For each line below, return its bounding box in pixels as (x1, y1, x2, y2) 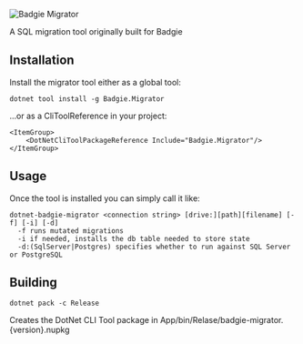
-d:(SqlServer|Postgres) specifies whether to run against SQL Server (17, 242, 291, 251)
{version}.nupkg (9, 324, 70, 336)
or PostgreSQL (9, 250, 64, 259)
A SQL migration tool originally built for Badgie (9, 26, 184, 36)
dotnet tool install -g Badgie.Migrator (9, 94, 166, 104)
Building (9, 275, 57, 290)
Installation (9, 53, 75, 68)
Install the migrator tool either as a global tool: (9, 76, 182, 87)
